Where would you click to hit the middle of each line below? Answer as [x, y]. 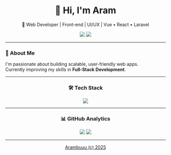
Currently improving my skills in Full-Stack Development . [66, 70]
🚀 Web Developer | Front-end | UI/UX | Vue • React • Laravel [85, 24]
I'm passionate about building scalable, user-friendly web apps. [72, 64]
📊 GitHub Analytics [85, 119]
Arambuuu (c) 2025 [85, 147]
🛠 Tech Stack [85, 88]
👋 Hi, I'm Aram [85, 10]
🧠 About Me [20, 53]
